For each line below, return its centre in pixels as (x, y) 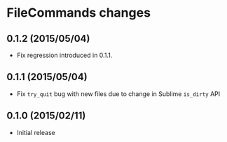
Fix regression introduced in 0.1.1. (64, 55)
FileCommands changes (79, 13)
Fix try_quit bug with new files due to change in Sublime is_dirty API (118, 94)
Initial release (36, 132)
